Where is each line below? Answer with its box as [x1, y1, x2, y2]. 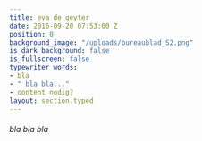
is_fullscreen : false [9, 54, 90, 63]
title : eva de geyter [9, 12, 90, 22]
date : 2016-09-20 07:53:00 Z [9, 21, 118, 30]
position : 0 [9, 29, 54, 38]
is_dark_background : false [9, 46, 110, 55]
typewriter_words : [9, 63, 78, 72]
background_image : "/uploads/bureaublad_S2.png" [9, 37, 194, 47]
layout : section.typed [9, 95, 94, 105]
